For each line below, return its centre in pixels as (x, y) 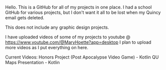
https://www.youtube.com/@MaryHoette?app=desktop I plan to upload (78, 42)
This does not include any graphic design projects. (57, 27)
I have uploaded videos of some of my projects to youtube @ (68, 37)
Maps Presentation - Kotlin (32, 62)
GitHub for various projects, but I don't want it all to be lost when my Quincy (83, 12)
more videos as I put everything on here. (47, 47)
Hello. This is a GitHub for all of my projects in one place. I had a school (79, 7)
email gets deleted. (25, 18)
